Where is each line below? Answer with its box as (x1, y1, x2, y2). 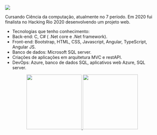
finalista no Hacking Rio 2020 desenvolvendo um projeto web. (5, 19, 131, 25)
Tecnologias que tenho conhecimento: (12, 29, 90, 34)
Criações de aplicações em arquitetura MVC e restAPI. (12, 55, 122, 60)
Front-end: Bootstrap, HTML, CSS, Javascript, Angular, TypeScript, (12, 39, 148, 44)
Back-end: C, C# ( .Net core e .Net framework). (12, 34, 108, 39)
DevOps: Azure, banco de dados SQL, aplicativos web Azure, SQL (12, 59, 146, 65)
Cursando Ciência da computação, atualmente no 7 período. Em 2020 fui (5, 14, 153, 19)
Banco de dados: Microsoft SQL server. (12, 49, 92, 55)
